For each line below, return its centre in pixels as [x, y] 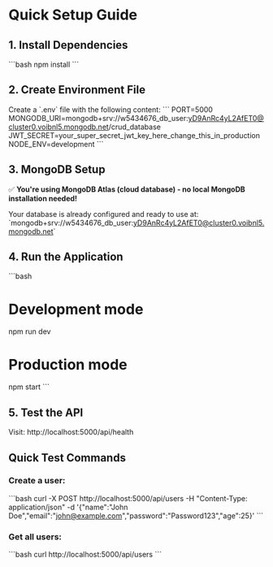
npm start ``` [29, 387]
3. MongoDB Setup [57, 169]
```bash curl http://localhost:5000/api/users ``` [85, 555]
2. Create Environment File [77, 90]
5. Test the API [46, 412]
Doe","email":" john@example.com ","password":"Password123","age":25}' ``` [136, 515]
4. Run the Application [66, 257]
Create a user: [37, 481]
